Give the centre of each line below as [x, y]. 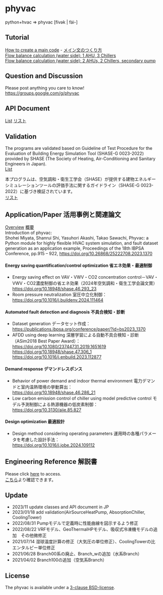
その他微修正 [34, 535]
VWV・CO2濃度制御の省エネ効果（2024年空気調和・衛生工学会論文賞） [85, 283]
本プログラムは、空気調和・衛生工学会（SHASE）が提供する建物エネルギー [81, 179]
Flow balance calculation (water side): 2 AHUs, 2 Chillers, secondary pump [81, 60]
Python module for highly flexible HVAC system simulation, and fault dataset [82, 243]
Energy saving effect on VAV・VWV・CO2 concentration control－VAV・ [85, 277]
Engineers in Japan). [26, 164]
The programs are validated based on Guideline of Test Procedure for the [79, 148]
